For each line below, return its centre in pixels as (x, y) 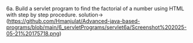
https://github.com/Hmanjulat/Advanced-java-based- (74, 21)
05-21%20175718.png (33, 34)
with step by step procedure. (42, 15)
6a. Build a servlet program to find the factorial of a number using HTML (95, 9)
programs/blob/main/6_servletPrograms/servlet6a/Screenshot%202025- (96, 27)
